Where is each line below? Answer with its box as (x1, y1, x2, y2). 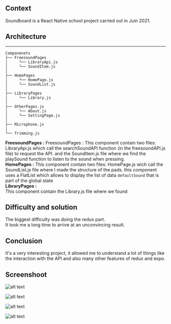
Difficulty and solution (5, 203, 77, 212)
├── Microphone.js (5, 122, 44, 127)
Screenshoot (5, 270, 47, 279)
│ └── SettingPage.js (5, 113, 60, 118)
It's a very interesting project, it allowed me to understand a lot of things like (5, 250, 164, 256)
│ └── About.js (5, 108, 47, 113)
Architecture (5, 33, 47, 41)
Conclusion (5, 237, 43, 245)
